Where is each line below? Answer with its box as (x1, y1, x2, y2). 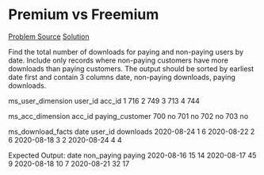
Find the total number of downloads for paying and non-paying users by (8, 47, 244, 56)
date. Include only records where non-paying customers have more (8, 55, 228, 65)
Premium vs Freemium (8, 6, 159, 24)
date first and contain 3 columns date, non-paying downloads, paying (8, 72, 236, 82)
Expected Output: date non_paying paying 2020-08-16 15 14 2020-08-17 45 (8, 150, 257, 160)
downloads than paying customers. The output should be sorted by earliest (8, 63, 254, 73)
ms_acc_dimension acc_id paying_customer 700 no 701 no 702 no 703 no (8, 111, 249, 120)
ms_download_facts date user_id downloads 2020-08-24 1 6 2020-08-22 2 (8, 127, 255, 136)
